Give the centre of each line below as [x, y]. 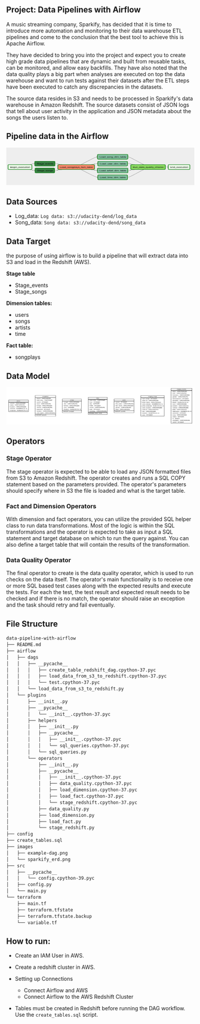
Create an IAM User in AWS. [50, 956]
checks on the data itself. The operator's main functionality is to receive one [100, 580]
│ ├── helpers [32, 720]
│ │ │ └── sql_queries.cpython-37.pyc [68, 746]
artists [23, 328]
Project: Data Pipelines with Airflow [74, 10]
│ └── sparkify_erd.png [38, 859]
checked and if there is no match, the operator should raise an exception [96, 599]
